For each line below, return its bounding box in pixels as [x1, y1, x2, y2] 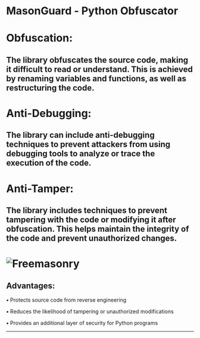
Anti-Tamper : [6, 182, 74, 195]
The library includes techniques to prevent [6, 205, 168, 215]
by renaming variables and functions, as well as [6, 73, 186, 84]
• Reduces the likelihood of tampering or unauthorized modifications [6, 308, 174, 315]
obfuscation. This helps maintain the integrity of [6, 224, 189, 234]
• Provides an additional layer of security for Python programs [6, 319, 158, 326]
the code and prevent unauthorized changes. [6, 233, 177, 243]
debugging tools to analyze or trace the [6, 149, 155, 159]
